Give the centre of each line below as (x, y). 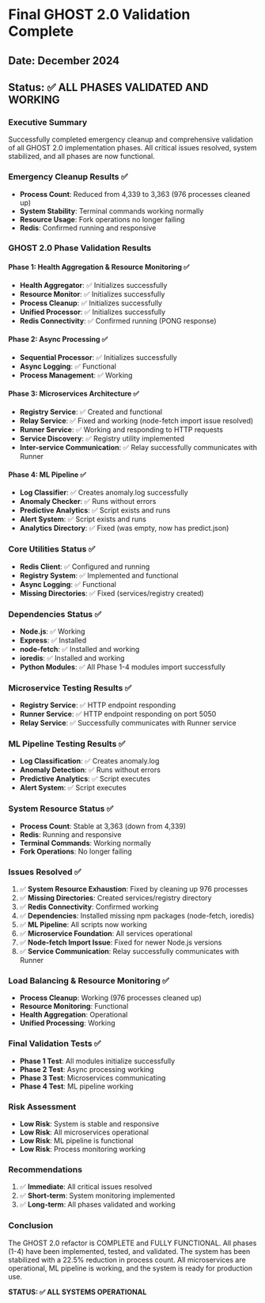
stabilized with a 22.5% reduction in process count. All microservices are (127, 1259)
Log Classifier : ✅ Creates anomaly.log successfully (104, 493)
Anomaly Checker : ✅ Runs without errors (88, 502)
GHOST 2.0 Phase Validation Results (80, 248)
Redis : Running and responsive (70, 834)
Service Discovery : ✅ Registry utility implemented (102, 439)
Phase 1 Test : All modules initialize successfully (97, 1061)
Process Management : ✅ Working (76, 375)
